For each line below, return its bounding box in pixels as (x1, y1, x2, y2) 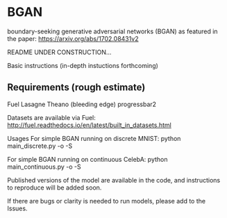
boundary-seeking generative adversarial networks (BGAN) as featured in (7, 27, 218, 35)
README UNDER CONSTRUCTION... (7, 48, 112, 56)
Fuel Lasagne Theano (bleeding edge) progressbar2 (7, 100, 157, 108)
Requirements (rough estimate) (7, 81, 146, 94)
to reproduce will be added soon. (7, 183, 102, 192)
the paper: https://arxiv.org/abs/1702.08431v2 (7, 34, 139, 42)
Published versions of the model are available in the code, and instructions (7, 176, 221, 184)
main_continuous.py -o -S (7, 162, 81, 171)
